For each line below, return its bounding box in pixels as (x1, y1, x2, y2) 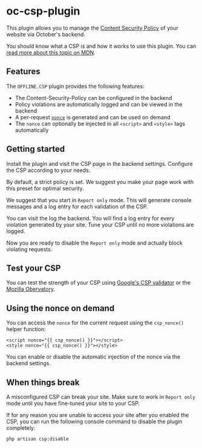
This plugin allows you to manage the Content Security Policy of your (6, 24, 178, 31)
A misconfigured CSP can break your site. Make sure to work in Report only (6, 394, 195, 400)
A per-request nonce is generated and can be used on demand (15, 113, 171, 120)
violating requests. (6, 245, 53, 252)
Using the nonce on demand (6, 303, 115, 313)
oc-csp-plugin (6, 4, 80, 18)
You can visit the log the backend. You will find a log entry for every (6, 214, 175, 222)
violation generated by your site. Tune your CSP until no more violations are (6, 221, 195, 228)
